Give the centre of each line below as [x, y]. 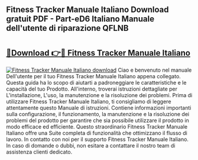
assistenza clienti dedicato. [39, 152]
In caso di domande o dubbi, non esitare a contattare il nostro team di [91, 145]
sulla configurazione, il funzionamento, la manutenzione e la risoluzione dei [98, 114]
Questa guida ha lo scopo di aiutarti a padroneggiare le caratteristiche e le [96, 83]
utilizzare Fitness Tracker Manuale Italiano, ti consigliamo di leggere [89, 101]
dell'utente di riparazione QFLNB [67, 28]
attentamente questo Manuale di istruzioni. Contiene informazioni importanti [99, 108]
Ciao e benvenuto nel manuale [155, 70]
